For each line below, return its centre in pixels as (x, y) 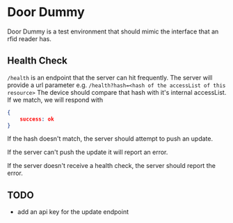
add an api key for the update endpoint (73, 212)
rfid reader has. (30, 38)
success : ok (37, 119)
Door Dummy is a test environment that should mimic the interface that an (113, 31)
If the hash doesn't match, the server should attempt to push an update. (110, 139)
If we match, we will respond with (55, 100)
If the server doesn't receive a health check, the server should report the (111, 166)
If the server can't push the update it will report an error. (88, 152)
